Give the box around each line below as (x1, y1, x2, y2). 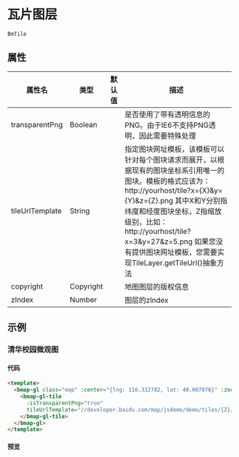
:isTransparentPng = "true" (26, 399, 103, 407)
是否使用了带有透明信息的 (124, 109, 211, 119)
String (70, 205, 90, 215)
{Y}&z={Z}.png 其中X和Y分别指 (124, 195, 228, 205)
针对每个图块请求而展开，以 (124, 154, 218, 164)
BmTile (7, 30, 27, 38)
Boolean (70, 119, 97, 129)
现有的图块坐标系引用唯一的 (131, 165, 225, 175)
